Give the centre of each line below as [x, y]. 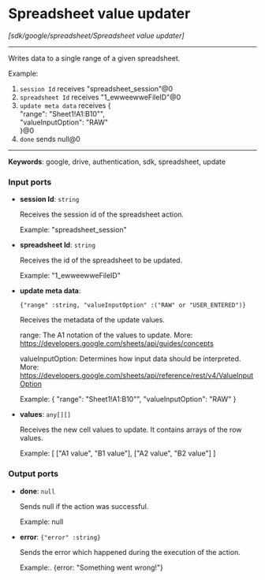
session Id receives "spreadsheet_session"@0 [96, 88]
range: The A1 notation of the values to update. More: [106, 335]
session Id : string [49, 199]
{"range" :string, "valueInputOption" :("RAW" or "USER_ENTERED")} [132, 305]
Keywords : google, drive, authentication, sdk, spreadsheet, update [117, 162]
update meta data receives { [65, 105]
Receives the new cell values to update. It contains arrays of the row [131, 429]
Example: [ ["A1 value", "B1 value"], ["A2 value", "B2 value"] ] [118, 453]
